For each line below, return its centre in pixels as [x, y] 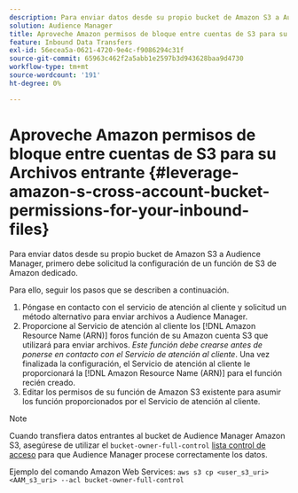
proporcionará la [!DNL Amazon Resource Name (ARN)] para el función [152, 372]
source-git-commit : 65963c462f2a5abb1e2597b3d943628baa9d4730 [126, 59]
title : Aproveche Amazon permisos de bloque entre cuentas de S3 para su [149, 34]
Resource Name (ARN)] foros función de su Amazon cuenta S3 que [145, 335]
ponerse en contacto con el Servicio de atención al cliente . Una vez [146, 354]
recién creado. [48, 382]
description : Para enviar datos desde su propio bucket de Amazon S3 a [144, 17]
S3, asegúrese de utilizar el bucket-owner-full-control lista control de [137, 445]
